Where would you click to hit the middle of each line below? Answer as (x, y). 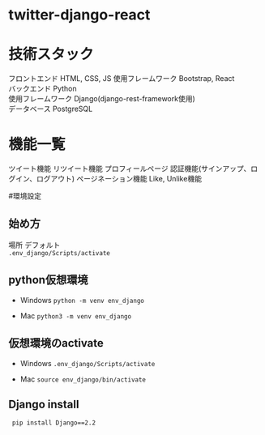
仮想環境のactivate (56, 343)
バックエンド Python (43, 89)
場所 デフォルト (34, 245)
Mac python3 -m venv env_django (76, 316)
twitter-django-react (79, 15)
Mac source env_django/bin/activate (83, 379)
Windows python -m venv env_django (82, 300)
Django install (44, 404)
